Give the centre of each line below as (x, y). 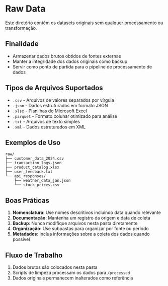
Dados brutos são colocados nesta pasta (55, 267)
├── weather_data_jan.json (43, 181)
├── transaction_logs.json (33, 163)
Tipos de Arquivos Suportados (54, 88)
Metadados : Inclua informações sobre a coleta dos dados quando (81, 234)
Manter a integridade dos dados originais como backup (70, 61)
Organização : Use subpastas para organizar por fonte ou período (81, 229)
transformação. (21, 28)
